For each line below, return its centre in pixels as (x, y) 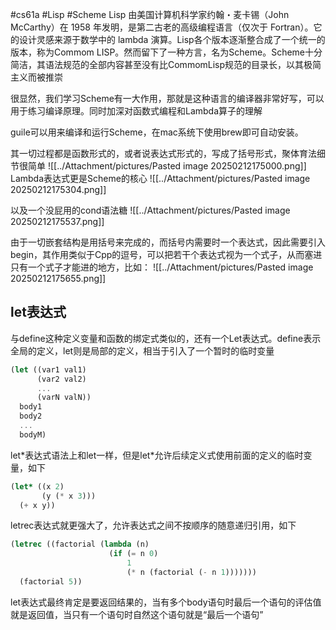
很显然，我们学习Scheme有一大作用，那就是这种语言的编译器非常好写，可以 (167, 98)
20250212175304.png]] (58, 189)
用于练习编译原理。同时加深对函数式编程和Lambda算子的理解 (136, 111)
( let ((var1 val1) (48, 369)
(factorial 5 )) (51, 581)
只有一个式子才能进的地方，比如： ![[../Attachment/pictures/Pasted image (162, 267)
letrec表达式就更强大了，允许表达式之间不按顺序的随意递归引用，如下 (153, 525)
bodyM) (33, 434)
